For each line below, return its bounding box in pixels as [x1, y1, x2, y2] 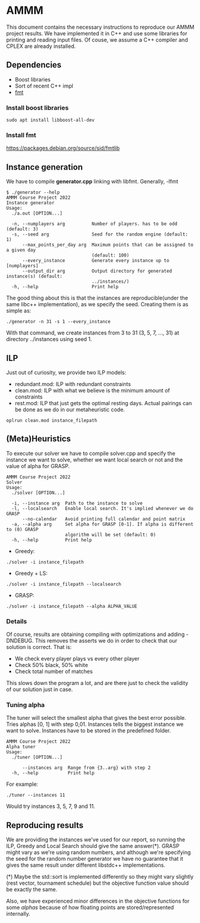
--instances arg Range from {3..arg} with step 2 [21, 765, 151, 771]
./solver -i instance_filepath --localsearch [6, 581, 121, 587]
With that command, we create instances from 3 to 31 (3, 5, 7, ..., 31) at [6, 329, 179, 336]
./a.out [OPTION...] [11, 210, 63, 216]
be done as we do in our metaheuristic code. [14, 406, 125, 413]
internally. [6, 910, 31, 918]
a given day [6, 247, 36, 254]
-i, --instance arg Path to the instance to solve [11, 500, 143, 506]
